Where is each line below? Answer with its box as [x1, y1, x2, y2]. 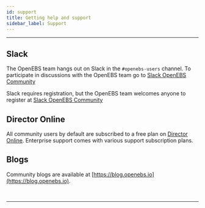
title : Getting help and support [6, 15, 92, 21]
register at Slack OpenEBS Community [6, 96, 103, 104]
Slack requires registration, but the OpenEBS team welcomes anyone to [6, 90, 186, 97]
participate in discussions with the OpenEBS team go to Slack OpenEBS [6, 72, 187, 79]
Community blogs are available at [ [6, 171, 94, 178]
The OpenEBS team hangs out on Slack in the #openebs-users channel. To [6, 65, 191, 72]
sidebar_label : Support [6, 20, 67, 26]
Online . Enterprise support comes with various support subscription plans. [6, 137, 193, 144]
